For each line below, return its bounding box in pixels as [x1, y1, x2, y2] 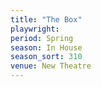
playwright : [10, 24, 60, 34]
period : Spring [10, 33, 74, 43]
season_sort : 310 [10, 52, 83, 62]
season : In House [10, 42, 83, 53]
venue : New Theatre [10, 61, 92, 71]
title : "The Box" [10, 14, 83, 25]
